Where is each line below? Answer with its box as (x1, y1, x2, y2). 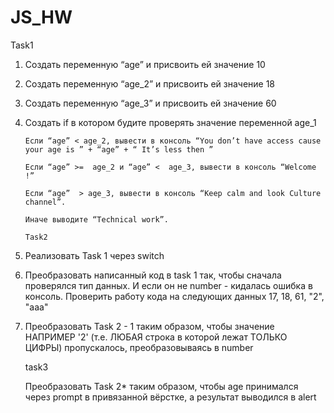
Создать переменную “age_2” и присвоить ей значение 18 (24, 77, 276, 90)
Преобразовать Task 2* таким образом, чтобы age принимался (24, 380, 299, 392)
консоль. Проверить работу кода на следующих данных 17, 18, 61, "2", (24, 290, 325, 302)
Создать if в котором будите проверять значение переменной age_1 (24, 116, 317, 128)
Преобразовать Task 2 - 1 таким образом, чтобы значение (24, 320, 275, 332)
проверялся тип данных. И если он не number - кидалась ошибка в (24, 279, 313, 291)
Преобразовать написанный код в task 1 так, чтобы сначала (24, 269, 282, 281)
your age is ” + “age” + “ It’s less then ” (24, 144, 214, 155)
